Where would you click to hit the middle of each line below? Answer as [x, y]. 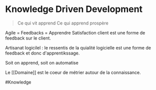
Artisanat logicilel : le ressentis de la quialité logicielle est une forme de [78, 47]
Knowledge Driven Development [74, 9]
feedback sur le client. [28, 38]
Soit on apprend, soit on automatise [42, 62]
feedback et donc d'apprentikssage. [42, 53]
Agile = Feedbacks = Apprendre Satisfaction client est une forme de [75, 32]
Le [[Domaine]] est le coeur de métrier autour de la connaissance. [73, 72]
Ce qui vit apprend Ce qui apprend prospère [63, 23]
